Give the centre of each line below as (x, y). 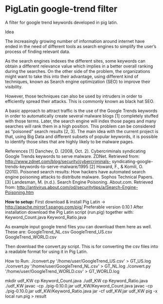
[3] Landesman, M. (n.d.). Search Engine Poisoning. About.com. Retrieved (79, 182)
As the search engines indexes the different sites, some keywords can (75, 61)
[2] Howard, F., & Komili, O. (116, 167)
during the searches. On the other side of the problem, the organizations (78, 71)
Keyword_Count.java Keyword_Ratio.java (46, 217)
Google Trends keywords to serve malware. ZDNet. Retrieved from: (72, 156)
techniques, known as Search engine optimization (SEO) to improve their (78, 82)
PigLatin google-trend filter (61, 9)
